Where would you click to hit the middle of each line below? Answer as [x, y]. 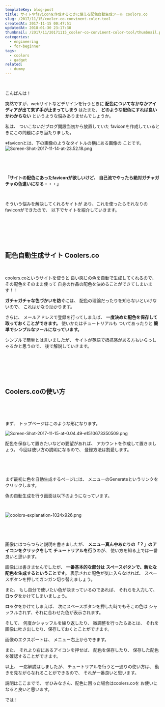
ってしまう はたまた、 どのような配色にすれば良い [107, 110]
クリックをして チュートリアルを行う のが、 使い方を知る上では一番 [90, 550]
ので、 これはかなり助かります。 [42, 307]
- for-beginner [25, 46]
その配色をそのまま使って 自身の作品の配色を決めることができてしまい [77, 284]
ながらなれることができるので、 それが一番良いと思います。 [78, 673]
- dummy [17, 69]
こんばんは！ [18, 93]
